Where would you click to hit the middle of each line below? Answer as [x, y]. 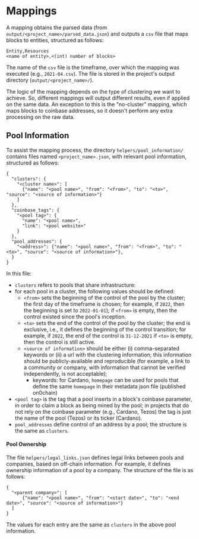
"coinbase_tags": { [36, 210]
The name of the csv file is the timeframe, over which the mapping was [93, 67]
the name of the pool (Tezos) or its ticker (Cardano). [78, 418]
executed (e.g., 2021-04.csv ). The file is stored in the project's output [91, 73]
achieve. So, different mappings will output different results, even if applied [98, 98]
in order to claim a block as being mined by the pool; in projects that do [102, 405]
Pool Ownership [26, 444]
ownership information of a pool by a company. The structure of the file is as [100, 470]
